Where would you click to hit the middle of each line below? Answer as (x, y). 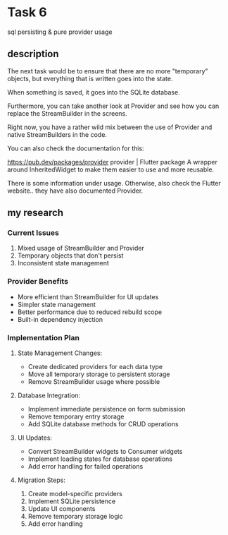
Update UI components (62, 509)
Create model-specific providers (75, 494)
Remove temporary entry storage (76, 416)
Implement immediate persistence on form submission (107, 409)
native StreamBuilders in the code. (57, 134)
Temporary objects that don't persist (70, 256)
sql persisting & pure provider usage (60, 32)
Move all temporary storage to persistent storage (99, 374)
